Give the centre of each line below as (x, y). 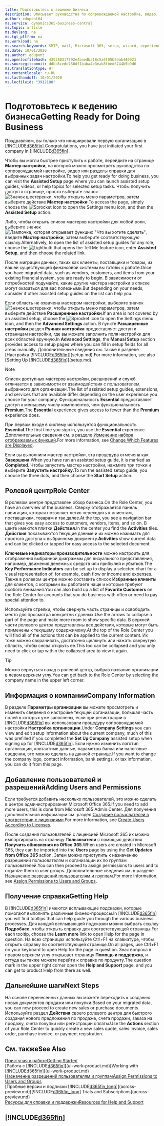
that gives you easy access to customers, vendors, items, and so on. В (76, 523)
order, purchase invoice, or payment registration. (54, 1034)
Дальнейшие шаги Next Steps (52, 986)
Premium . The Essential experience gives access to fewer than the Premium (82, 410)
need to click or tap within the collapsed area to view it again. (67, 651)
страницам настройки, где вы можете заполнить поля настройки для (78, 334)
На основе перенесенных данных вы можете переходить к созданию (78, 997)
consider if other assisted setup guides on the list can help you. (69, 293)
